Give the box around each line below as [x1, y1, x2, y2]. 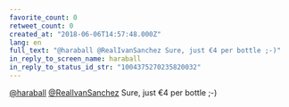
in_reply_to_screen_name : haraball [9, 54, 142, 63]
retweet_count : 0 [9, 21, 74, 30]
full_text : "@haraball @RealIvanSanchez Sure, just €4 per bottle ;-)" [9, 46, 281, 55]
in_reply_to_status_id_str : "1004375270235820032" [9, 63, 202, 72]
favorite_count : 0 [9, 12, 78, 22]
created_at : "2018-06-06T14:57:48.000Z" [9, 29, 162, 38]
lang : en [9, 37, 42, 47]
